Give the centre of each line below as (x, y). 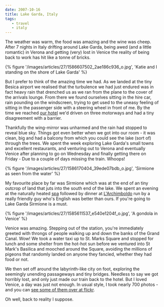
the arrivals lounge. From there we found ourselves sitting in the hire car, (78, 97)
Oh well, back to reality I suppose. (39, 299)
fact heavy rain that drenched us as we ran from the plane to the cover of (79, 92)
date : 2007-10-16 (23, 10)
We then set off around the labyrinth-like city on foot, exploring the (72, 269)
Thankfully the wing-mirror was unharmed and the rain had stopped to (76, 128)
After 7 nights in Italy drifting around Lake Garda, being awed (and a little (78, 47)
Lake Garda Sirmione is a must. (36, 204)
